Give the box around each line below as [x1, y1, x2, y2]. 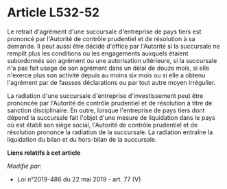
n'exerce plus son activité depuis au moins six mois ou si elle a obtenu [7, 71, 206, 79]
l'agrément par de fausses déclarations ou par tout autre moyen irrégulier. [7, 78, 216, 86]
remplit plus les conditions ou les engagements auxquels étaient [7, 49, 189, 58]
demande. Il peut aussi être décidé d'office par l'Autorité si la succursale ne [7, 42, 221, 50]
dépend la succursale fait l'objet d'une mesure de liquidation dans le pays [7, 113, 216, 121]
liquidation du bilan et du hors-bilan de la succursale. [7, 135, 157, 143]
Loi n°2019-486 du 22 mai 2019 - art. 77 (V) [16, 175, 141, 183]
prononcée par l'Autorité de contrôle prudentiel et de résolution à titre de [7, 99, 213, 107]
